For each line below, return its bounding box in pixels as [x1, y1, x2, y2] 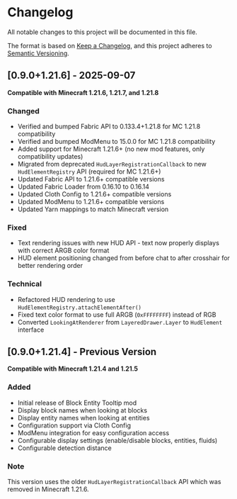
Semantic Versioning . [7, 49, 69, 57]
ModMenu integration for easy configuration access [17, 428, 170, 437]
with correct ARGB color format [17, 246, 110, 255]
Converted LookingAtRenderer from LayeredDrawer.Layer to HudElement [17, 318, 223, 326]
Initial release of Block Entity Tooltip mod [17, 398, 137, 407]
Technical [7, 279, 42, 289]
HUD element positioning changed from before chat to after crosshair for [17, 254, 230, 262]
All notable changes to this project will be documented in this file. [7, 28, 198, 36]
